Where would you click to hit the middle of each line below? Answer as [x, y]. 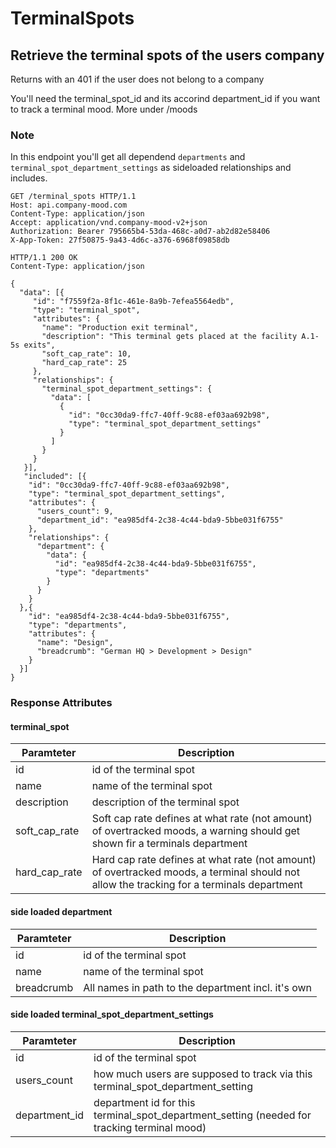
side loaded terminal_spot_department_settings [112, 1014]
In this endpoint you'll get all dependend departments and [128, 157]
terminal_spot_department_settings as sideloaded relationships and [151, 168]
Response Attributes [61, 703]
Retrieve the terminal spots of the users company [167, 55]
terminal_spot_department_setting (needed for [202, 1115]
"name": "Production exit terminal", [120, 328]
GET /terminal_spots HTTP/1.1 [73, 197]
